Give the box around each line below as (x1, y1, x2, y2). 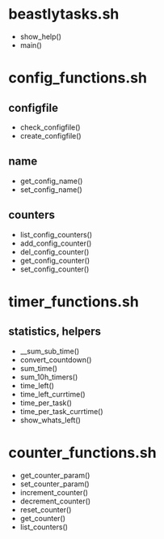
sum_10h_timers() (19, 372, 78, 382)
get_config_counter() (19, 255, 90, 265)
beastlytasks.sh (8, 5, 120, 24)
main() (19, 40, 42, 49)
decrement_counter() (19, 496, 91, 506)
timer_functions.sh (8, 293, 139, 310)
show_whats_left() (19, 415, 81, 425)
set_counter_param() (19, 479, 90, 489)
